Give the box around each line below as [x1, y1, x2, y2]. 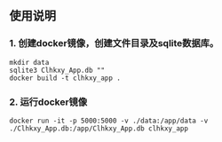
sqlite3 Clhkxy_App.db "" [9, 66, 105, 75]
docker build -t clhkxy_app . [9, 74, 122, 83]
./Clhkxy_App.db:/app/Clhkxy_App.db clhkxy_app [9, 123, 189, 133]
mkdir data [9, 58, 50, 67]
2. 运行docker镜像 [9, 96, 88, 108]
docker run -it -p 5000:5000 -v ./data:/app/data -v [9, 116, 209, 125]
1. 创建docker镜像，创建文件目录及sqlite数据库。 [9, 37, 219, 50]
